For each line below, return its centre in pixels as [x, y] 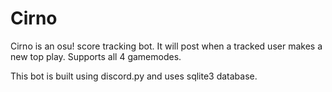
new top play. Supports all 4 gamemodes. [96, 56]
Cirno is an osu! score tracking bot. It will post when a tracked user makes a [166, 46]
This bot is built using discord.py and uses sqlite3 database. [134, 76]
